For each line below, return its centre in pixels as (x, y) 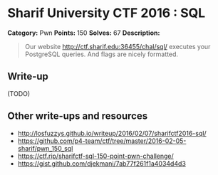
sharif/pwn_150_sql (45, 148)
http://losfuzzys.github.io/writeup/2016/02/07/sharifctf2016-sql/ (112, 133)
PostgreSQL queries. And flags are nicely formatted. (101, 54)
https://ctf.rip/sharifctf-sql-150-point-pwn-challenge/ (96, 156)
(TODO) (19, 93)
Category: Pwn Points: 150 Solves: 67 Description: (84, 33)
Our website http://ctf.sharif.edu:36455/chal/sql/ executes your (118, 46)
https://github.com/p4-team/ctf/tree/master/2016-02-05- (102, 141)
